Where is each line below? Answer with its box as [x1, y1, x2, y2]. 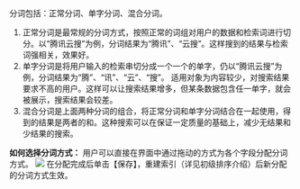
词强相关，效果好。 [22, 49, 95, 60]
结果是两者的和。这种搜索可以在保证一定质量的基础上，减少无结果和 [38, 117, 291, 128]
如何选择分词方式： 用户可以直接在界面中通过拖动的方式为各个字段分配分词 [9, 148, 288, 157]
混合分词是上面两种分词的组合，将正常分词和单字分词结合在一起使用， [22, 106, 284, 116]
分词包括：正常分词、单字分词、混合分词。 [9, 8, 168, 18]
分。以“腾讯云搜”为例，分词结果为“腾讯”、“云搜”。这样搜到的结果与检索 [22, 39, 288, 49]
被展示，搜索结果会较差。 [22, 94, 118, 105]
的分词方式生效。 [9, 170, 73, 180]
